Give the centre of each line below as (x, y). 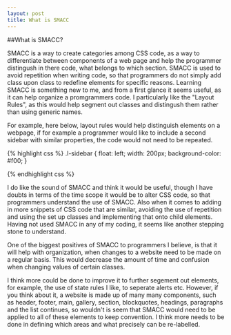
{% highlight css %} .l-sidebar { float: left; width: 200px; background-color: (114, 153)
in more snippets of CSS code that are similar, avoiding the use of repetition (114, 209)
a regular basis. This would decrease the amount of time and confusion (108, 259)
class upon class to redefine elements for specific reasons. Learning (104, 82)
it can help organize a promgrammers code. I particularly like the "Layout (111, 97)
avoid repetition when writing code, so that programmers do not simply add (114, 75)
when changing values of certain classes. (66, 267)
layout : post (26, 13)
